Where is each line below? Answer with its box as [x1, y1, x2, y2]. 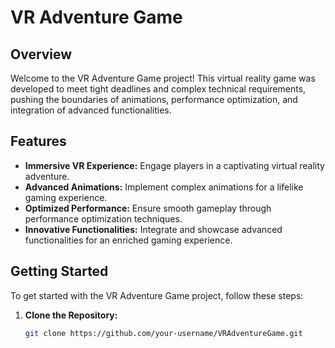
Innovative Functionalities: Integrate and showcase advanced [24, 223, 283, 235]
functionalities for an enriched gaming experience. [24, 234, 233, 246]
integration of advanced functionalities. [10, 104, 172, 116]
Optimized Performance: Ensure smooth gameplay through [24, 202, 272, 214]
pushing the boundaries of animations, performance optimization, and [10, 94, 298, 105]
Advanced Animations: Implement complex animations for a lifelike [24, 181, 304, 193]
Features [10, 133, 67, 150]
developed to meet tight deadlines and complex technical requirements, [10, 83, 307, 95]
